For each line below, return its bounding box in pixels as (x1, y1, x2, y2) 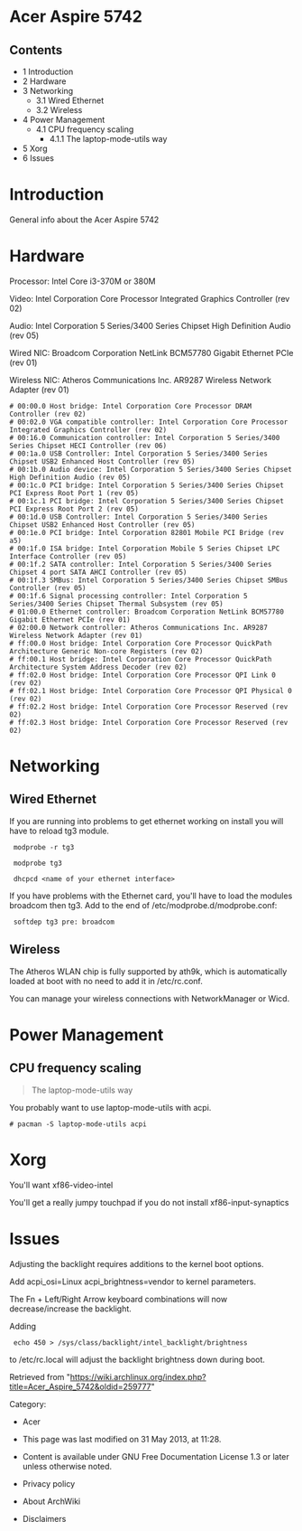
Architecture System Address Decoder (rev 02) (9, 662, 188, 672)
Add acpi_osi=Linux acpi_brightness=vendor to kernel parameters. (9, 1276, 257, 1287)
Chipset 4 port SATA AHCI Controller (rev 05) (9, 568, 188, 577)
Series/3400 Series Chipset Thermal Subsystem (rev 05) (9, 599, 224, 608)
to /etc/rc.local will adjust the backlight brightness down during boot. (9, 1354, 266, 1365)
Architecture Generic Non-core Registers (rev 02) (9, 646, 204, 656)
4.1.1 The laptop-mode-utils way (49, 134, 168, 144)
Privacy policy (22, 1478, 76, 1489)
